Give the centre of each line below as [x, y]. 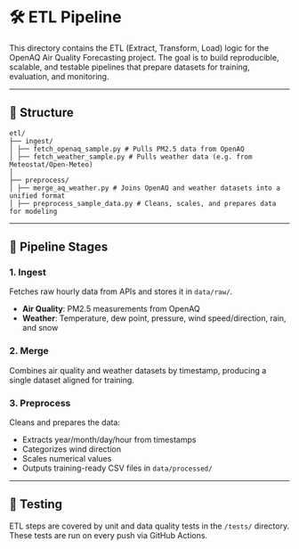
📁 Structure [41, 113]
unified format [37, 196]
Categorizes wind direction [72, 449]
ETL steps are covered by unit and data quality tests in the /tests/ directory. [149, 526]
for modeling [33, 211]
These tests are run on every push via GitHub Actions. [108, 535]
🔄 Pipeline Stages [59, 247]
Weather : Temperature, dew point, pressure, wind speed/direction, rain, [154, 318]
